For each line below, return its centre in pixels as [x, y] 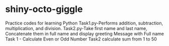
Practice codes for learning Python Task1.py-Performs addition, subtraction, [84, 23]
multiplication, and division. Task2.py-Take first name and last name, [76, 28]
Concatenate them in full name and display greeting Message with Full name [84, 33]
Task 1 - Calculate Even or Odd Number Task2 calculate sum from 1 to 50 [81, 39]
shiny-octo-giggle [44, 9]
